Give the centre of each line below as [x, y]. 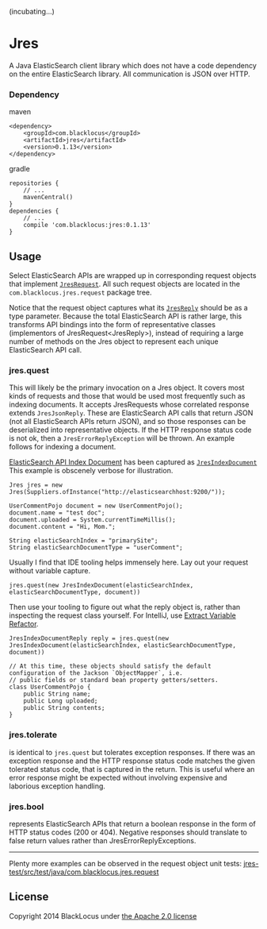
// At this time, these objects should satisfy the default [111, 666]
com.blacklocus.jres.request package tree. [81, 292]
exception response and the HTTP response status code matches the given [132, 761]
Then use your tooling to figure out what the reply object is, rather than [125, 607]
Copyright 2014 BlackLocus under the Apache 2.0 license [103, 916]
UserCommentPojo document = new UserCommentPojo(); [96, 506]
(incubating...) [32, 12]
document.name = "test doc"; [57, 513]
